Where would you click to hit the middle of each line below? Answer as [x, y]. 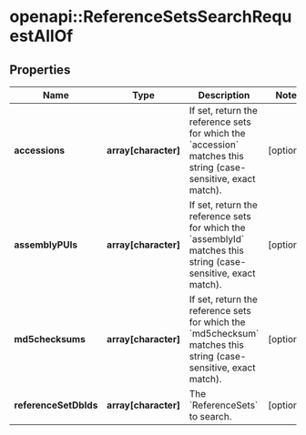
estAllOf [41, 36]
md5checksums [50, 339]
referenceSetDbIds [56, 405]
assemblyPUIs [46, 245]
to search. [210, 416]
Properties [40, 70]
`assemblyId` [217, 239]
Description [224, 95]
